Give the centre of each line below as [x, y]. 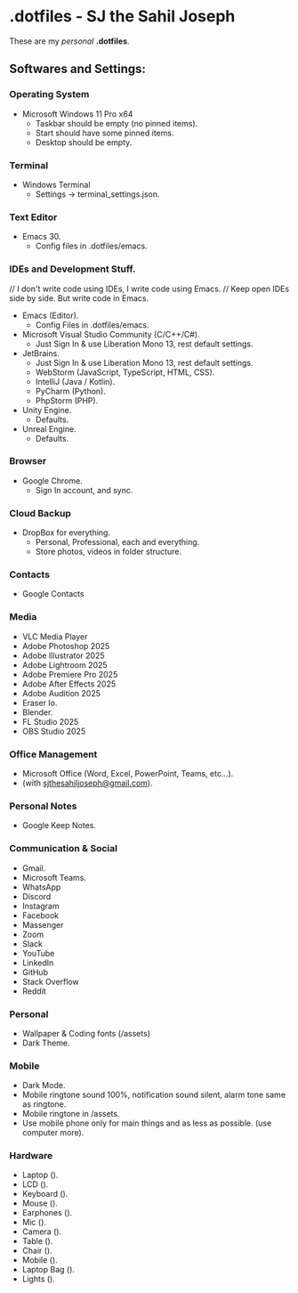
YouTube [38, 953]
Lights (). [38, 1279]
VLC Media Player [55, 636]
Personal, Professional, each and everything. [117, 542]
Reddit [34, 991]
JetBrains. [40, 353]
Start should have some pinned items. [105, 133]
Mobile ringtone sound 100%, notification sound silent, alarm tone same [154, 1095]
